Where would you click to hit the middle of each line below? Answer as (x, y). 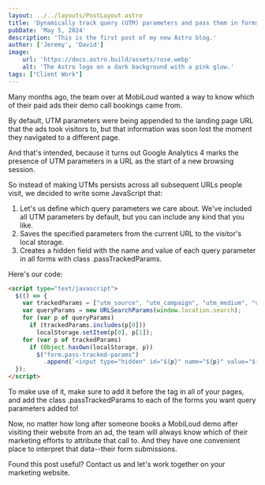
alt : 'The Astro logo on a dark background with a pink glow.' (129, 67)
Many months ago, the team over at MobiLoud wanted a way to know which (131, 96)
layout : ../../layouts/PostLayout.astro (76, 15)
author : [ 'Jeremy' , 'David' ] (56, 45)
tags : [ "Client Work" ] (45, 74)
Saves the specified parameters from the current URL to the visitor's (131, 233)
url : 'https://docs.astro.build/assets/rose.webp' (107, 60)
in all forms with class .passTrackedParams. (91, 258)
